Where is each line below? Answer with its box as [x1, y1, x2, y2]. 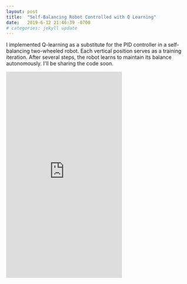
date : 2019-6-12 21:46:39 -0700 [6, 19, 91, 25]
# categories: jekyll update [6, 25, 78, 31]
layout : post [6, 8, 38, 15]
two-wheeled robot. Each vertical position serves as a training [31, 48, 182, 55]
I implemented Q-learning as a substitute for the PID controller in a [6, 41, 167, 48]
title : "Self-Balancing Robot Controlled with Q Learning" [6, 14, 157, 20]
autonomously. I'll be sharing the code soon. [6, 60, 113, 67]
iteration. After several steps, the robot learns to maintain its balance [6, 54, 172, 61]
